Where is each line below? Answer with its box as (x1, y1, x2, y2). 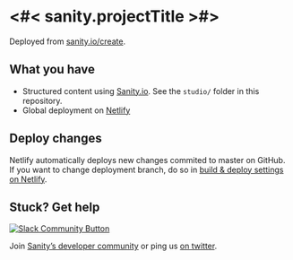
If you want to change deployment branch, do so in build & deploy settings (9, 164, 284, 175)
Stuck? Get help (9, 199, 100, 214)
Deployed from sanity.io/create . (9, 36, 126, 47)
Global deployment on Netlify (22, 105, 131, 116)
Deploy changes (9, 131, 102, 146)
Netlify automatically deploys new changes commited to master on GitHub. (9, 154, 286, 165)
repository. (22, 95, 63, 106)
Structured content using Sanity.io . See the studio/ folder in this (22, 85, 260, 96)
